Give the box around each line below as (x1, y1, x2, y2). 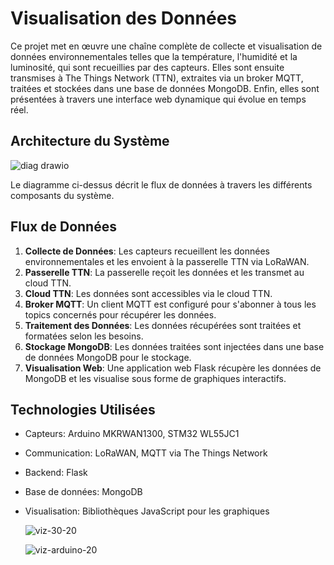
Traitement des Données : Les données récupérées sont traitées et (24, 319, 302, 331)
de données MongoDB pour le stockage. (24, 351, 192, 363)
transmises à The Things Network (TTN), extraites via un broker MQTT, (10, 72, 304, 84)
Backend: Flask (24, 467, 88, 479)
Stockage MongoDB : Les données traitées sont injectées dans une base (24, 340, 325, 352)
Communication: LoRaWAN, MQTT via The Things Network (24, 447, 268, 459)
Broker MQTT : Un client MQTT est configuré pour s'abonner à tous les (24, 298, 317, 310)
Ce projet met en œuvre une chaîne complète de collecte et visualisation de (10, 40, 323, 52)
